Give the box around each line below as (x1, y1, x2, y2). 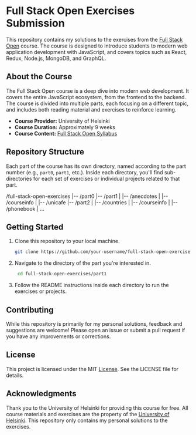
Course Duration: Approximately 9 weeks (14, 123, 116, 130)
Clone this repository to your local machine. (14, 238, 120, 245)
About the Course (6, 72, 73, 82)
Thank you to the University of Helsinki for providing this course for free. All (6, 404, 188, 412)
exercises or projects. (14, 288, 67, 295)
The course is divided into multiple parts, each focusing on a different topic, (6, 100, 189, 107)
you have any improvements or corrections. (6, 333, 111, 340)
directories (6, 175, 32, 182)
